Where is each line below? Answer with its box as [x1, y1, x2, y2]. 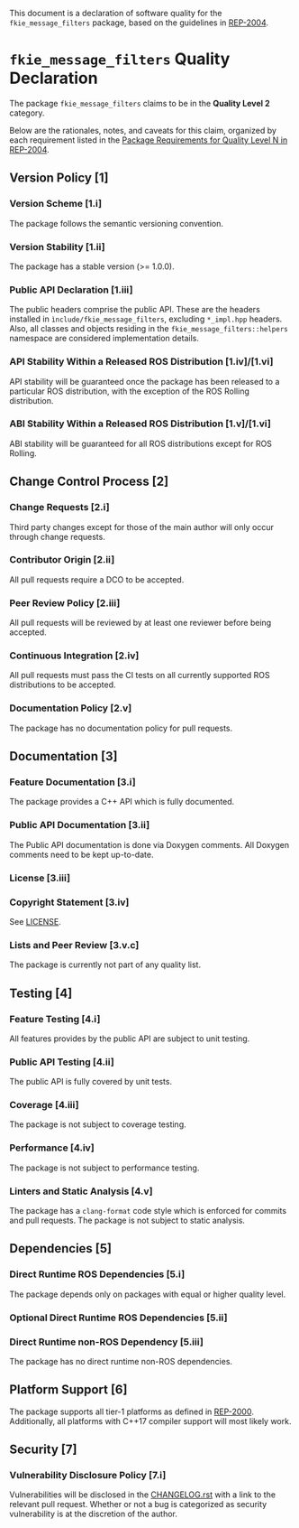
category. [9, 107, 45, 118]
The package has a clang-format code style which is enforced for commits [9, 1206, 286, 1216]
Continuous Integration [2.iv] [9, 649, 140, 662]
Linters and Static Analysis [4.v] [9, 1185, 153, 1197]
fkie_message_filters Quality [9, 49, 231, 70]
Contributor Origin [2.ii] [9, 554, 115, 566]
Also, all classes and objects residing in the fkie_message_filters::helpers [9, 323, 288, 334]
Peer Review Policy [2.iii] [9, 596, 121, 609]
